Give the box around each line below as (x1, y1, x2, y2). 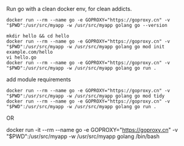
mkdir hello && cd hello (6, 33, 69, 39)
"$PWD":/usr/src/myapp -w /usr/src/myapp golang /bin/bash (6, 133, 160, 140)
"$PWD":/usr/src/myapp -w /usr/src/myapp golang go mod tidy (6, 93, 165, 99)
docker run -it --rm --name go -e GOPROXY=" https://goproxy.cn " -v (6, 126, 179, 133)
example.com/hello (6, 49, 53, 55)
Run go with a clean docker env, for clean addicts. (6, 5, 132, 12)
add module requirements (6, 76, 71, 83)
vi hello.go (6, 54, 37, 60)
